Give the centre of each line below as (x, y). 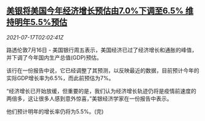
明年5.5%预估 (41, 22)
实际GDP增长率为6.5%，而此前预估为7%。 (60, 78)
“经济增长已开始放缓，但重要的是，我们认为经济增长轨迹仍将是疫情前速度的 (102, 91)
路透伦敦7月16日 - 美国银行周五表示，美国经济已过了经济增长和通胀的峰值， (102, 50)
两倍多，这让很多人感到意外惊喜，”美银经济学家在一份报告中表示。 (89, 99)
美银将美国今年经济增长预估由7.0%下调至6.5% (95, 11)
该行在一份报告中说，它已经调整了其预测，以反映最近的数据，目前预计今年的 (103, 70)
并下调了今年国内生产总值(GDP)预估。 (54, 57)
